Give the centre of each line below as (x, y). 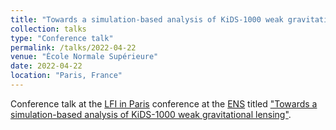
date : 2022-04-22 (46, 66)
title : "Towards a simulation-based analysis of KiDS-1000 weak (147, 19)
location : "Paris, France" (66, 76)
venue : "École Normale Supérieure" (84, 57)
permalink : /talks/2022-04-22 (73, 47)
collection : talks (48, 29)
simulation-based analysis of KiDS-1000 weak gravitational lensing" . (151, 114)
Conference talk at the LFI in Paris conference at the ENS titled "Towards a (164, 103)
